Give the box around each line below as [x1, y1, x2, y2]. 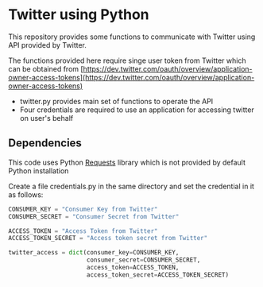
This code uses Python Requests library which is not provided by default [8, 157, 246, 167]
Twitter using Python [8, 6, 149, 24]
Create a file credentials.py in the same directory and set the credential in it [8, 181, 254, 191]
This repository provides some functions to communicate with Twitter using [8, 32, 256, 41]
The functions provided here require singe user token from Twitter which [8, 56, 246, 65]
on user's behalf [19, 113, 74, 122]
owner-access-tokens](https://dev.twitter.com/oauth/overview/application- [8, 72, 255, 82]
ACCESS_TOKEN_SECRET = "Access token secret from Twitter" [8, 235, 208, 242]
